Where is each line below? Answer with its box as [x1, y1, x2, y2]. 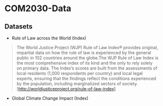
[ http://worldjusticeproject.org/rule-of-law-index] [16, 86, 116, 91]
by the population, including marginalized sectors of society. [16, 81, 138, 87]
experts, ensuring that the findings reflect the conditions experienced [16, 76, 157, 81]
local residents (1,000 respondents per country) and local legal [16, 71, 143, 76]
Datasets [4, 22, 33, 31]
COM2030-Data [4, 3, 72, 14]
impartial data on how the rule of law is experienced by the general [16, 50, 151, 55]
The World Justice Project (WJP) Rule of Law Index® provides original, [16, 45, 158, 50]
